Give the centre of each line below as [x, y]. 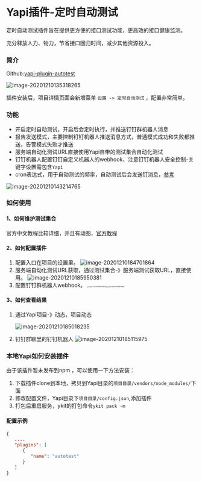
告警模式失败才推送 [49, 144]
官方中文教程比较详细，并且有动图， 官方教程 [62, 233]
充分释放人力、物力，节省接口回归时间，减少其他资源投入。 [80, 43]
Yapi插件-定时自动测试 [62, 12]
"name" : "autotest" [55, 456]
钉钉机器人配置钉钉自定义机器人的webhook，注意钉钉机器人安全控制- [102, 159]
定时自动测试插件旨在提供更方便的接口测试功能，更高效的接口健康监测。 [96, 30]
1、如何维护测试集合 [31, 219]
